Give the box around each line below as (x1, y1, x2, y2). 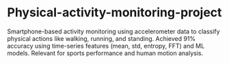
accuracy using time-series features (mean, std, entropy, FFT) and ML (7, 42, 205, 50)
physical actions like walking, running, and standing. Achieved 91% (7, 34, 196, 42)
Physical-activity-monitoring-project (7, 5, 222, 20)
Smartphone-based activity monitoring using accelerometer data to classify (7, 27, 220, 35)
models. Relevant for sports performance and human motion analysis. (7, 49, 204, 57)
